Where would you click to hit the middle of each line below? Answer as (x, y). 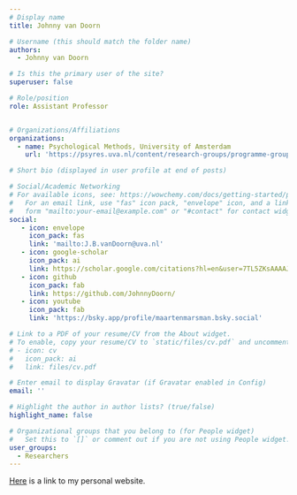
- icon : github (49, 277)
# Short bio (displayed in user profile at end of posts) (118, 171)
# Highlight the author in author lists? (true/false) (112, 407)
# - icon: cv (33, 350)
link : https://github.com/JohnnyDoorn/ (102, 293)
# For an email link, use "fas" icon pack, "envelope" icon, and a (140, 203)
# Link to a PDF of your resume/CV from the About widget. (120, 334)
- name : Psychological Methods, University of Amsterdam (124, 147)
